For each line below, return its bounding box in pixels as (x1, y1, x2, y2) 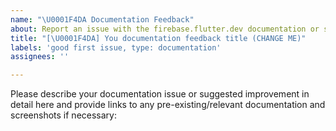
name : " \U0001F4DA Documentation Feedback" (10, 14, 195, 25)
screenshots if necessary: (10, 109, 117, 121)
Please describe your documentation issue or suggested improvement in (10, 88, 310, 100)
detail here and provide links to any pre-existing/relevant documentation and (10, 99, 326, 111)
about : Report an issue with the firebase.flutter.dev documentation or (10, 24, 320, 34)
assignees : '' (10, 52, 70, 62)
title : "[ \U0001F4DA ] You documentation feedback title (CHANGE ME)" (10, 33, 307, 43)
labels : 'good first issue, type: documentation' (10, 42, 222, 53)
